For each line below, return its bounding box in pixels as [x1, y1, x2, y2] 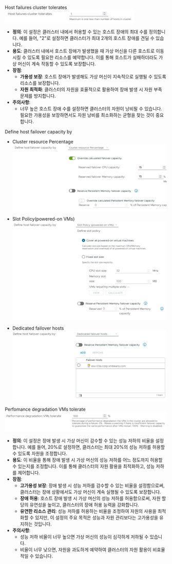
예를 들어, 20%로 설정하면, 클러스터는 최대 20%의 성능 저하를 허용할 [27, 444, 165, 450]
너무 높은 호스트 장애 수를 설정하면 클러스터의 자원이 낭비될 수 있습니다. [20, 106, 163, 112]
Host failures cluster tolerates [5, 5, 67, 10]
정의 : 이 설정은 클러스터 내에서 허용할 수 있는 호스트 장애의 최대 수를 [12, 29, 148, 35]
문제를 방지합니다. [20, 93, 56, 99]
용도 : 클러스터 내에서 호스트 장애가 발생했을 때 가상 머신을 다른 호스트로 [12, 48, 155, 54]
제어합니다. [17, 470, 41, 476]
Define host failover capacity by [5, 129, 72, 135]
